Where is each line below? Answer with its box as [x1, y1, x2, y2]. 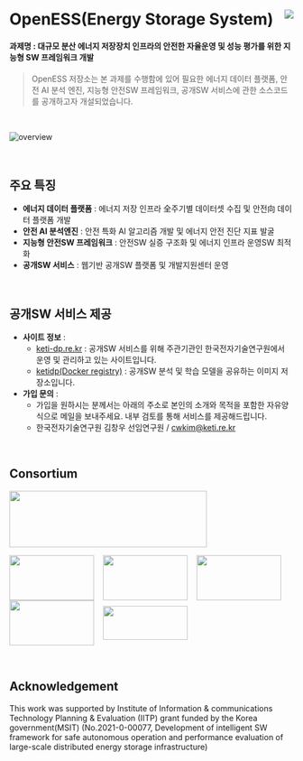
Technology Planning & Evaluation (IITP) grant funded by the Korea [9, 712, 258, 723]
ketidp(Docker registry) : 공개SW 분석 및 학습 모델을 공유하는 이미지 [35, 366, 280, 376]
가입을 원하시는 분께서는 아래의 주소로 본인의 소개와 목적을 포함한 [35, 400, 265, 411]
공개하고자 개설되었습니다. [41, 96, 133, 107]
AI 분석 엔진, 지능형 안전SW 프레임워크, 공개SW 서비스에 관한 [41, 85, 257, 96]
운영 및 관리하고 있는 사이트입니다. [35, 355, 157, 366]
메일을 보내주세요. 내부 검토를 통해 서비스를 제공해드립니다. [60, 411, 268, 422]
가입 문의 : [22, 388, 59, 399]
